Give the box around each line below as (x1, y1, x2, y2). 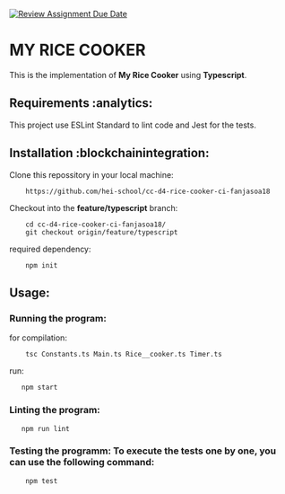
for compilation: (9, 332, 67, 343)
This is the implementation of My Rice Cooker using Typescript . (9, 69, 247, 80)
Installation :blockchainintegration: (9, 146, 210, 161)
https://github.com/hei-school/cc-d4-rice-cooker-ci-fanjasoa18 (25, 187, 271, 196)
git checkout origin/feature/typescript (25, 227, 178, 237)
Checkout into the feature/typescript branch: (9, 202, 178, 213)
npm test (25, 476, 58, 485)
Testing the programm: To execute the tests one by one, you (9, 445, 277, 457)
